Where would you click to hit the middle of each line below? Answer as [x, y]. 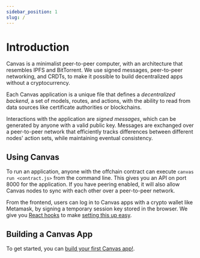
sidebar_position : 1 [32, 12]
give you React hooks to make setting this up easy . [69, 215]
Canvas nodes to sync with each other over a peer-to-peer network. [91, 191]
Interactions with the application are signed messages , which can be [91, 119]
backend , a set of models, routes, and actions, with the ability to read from [98, 101]
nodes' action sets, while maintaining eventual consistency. [80, 138]
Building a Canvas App [50, 234]
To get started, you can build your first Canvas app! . [71, 249]
